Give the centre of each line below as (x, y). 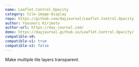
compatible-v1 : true (26, 41)
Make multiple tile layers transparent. (42, 59)
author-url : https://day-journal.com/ (44, 28)
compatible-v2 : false (27, 46)
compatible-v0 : (20, 37)
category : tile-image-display (36, 14)
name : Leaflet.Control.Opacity (37, 9)
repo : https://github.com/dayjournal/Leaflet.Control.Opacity (69, 18)
